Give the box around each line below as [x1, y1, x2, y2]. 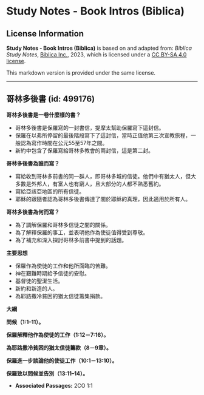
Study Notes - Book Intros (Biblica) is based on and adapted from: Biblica [6, 44, 192, 52]
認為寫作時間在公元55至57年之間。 [20, 139, 108, 146]
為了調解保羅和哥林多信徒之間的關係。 [15, 221, 111, 228]
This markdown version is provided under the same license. [6, 69, 156, 76]
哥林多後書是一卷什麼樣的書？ [6, 111, 81, 118]
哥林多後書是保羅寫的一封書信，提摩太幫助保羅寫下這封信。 [15, 124, 165, 131]
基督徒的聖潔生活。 [15, 277, 64, 285]
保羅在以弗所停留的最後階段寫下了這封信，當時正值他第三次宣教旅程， [15, 132, 191, 139]
